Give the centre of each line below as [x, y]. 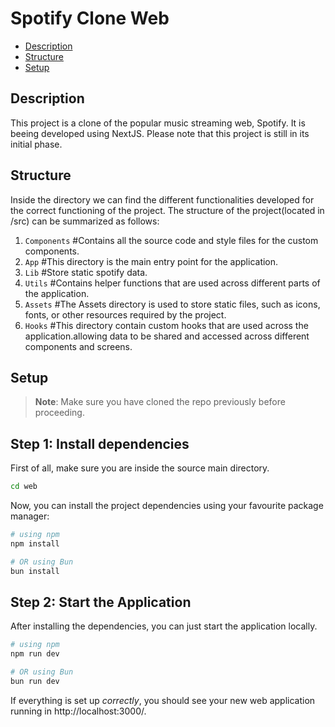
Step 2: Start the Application [101, 602]
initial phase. [36, 144]
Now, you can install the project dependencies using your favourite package [167, 506]
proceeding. [59, 413]
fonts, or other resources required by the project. [125, 314]
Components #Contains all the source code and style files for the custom [171, 240]
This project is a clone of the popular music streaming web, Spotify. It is [158, 123]
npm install [35, 543]
